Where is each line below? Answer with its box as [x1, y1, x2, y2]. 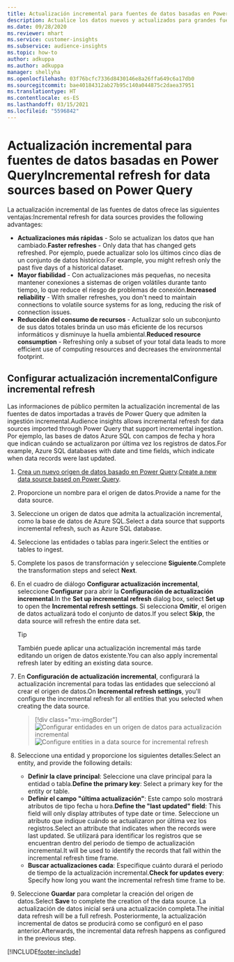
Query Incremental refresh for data [7, 167, 211, 183]
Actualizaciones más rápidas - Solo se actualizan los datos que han [17, 233, 214, 242]
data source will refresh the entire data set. [17, 616, 141, 625]
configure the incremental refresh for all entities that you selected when [17, 694, 224, 702]
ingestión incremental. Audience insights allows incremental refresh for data [7, 417, 224, 425]
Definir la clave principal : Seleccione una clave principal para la [27, 772, 212, 780]
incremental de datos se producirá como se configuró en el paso [17, 919, 203, 927]
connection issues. [17, 308, 72, 316]
